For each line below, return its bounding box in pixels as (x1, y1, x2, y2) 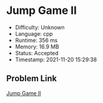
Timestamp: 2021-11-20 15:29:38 (15, 56, 97, 63)
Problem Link (6, 73, 57, 84)
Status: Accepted (15, 49, 59, 56)
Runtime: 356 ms (15, 36, 58, 44)
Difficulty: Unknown (15, 24, 65, 31)
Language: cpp (15, 30, 53, 37)
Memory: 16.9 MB (15, 43, 59, 50)
